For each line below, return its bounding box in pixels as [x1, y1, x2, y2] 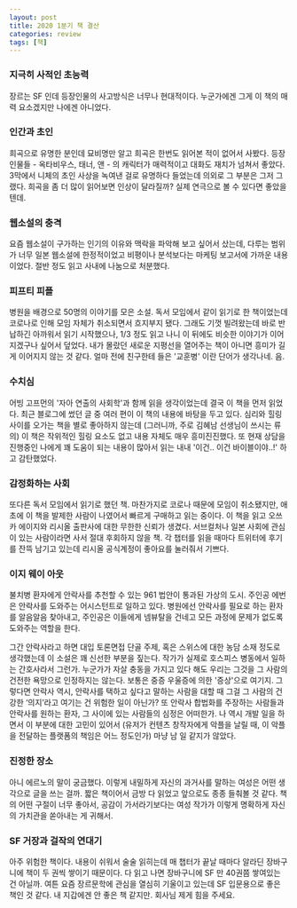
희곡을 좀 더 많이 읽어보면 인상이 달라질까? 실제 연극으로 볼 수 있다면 [27, 181, 263, 192]
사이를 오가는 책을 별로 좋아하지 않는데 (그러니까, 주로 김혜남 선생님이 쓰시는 [9, 419, 272, 430]
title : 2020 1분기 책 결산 [9, 21, 100, 30]
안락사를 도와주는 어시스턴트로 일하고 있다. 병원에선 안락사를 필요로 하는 [18, 601, 268, 612]
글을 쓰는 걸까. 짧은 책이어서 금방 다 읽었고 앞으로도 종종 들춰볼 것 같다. [32, 787, 278, 799]
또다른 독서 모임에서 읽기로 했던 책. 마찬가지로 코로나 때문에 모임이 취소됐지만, [9, 499, 279, 510]
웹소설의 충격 [9, 217, 62, 229]
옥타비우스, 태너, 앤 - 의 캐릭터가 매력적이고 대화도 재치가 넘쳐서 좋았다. [38, 159, 285, 170]
